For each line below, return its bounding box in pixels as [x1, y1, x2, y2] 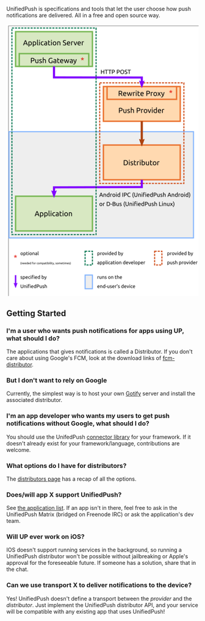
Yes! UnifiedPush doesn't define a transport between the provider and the [6, 595, 192, 602]
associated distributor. [6, 397, 63, 404]
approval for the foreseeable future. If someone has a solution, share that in [6, 559, 196, 567]
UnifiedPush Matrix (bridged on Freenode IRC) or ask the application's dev [6, 511, 194, 518]
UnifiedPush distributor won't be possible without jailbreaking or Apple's [6, 553, 189, 560]
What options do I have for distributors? [6, 461, 127, 470]
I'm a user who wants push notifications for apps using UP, [6, 326, 184, 335]
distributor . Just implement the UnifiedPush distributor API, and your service [6, 601, 198, 609]
